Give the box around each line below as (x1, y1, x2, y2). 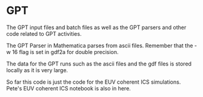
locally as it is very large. (6, 66, 68, 73)
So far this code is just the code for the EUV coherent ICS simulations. (6, 78, 181, 85)
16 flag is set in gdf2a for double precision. (12, 48, 119, 55)
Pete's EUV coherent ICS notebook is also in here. (6, 84, 131, 92)
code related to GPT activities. (6, 30, 82, 37)
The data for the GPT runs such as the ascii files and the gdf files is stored (6, 60, 192, 67)
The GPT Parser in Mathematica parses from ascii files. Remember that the (6, 42, 193, 49)
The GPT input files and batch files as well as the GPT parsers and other (6, 24, 187, 31)
